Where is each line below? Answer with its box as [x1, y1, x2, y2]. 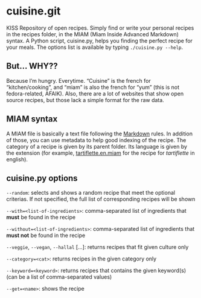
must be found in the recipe [6, 213, 76, 221]
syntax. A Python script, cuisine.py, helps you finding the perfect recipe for [6, 37, 193, 44]
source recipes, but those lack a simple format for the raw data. [6, 96, 164, 103]
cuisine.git [6, 4, 61, 18]
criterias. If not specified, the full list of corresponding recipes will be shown [6, 195, 196, 203]
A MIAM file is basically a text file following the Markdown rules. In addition [6, 130, 193, 137]
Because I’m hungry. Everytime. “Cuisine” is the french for [6, 77, 151, 84]
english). [6, 155, 28, 163]
